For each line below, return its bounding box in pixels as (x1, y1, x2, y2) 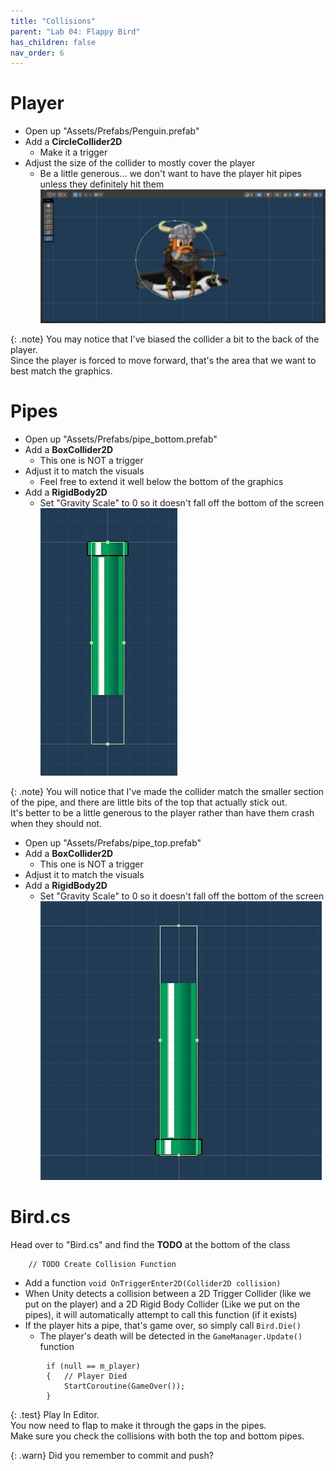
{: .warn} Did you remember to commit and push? (10, 1450, 214, 1461)
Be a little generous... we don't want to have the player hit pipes (39, 168, 302, 180)
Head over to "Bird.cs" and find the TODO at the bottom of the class (10, 1239, 291, 1250)
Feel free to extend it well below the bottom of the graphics (39, 476, 284, 488)
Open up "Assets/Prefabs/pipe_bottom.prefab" (24, 433, 218, 445)
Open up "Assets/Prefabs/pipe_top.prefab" (24, 837, 202, 849)
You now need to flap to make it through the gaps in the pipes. (10, 1420, 267, 1431)
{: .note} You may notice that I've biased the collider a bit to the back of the (10, 333, 320, 345)
